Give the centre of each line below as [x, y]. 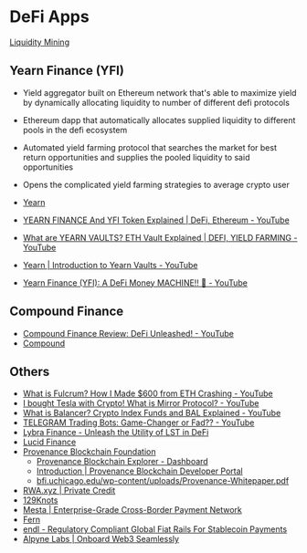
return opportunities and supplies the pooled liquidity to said [136, 157]
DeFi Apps [49, 17]
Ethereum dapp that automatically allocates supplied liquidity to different [159, 120]
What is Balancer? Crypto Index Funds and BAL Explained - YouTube [152, 413]
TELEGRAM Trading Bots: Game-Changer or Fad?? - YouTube [138, 423]
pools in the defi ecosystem [75, 130]
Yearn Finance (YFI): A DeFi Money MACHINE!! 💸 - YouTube [135, 282]
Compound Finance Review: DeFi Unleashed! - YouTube [128, 333]
